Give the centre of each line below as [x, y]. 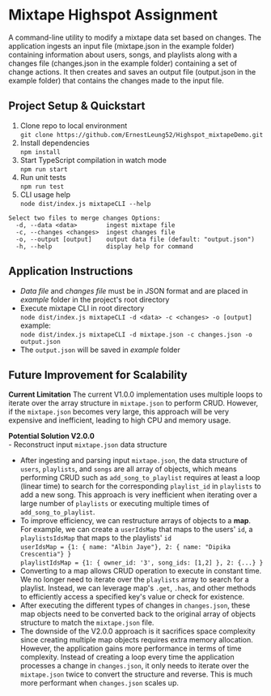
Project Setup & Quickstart [77, 106]
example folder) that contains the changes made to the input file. [116, 80]
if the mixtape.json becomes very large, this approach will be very [119, 412]
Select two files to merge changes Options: [85, 218]
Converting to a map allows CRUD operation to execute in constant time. [141, 571]
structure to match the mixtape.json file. [87, 623]
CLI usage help [45, 194]
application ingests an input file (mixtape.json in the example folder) [121, 45]
